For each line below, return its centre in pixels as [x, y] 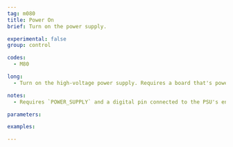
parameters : [24, 115]
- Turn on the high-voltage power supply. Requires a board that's [113, 83]
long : [15, 77]
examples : [21, 127]
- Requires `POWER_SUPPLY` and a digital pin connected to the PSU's [116, 102]
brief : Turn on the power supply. [57, 26]
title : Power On [31, 20]
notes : [17, 95]
